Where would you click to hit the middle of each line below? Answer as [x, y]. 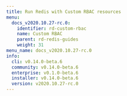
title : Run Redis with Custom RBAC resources [63, 12]
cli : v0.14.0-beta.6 [37, 61]
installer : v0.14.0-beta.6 [45, 78]
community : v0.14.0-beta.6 [45, 67]
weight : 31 [30, 45]
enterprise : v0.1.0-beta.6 [45, 73]
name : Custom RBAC [40, 34]
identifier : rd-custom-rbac [52, 28]
